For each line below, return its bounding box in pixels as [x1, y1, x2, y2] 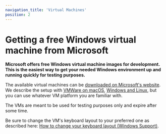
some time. [5, 108, 29, 114]
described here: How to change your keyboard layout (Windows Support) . [5, 123, 159, 129]
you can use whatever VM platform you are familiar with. [5, 93, 123, 99]
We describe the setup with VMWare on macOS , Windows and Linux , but [5, 87, 157, 94]
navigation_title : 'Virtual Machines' [5, 7, 87, 13]
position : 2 [5, 12, 30, 17]
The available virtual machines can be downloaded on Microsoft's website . [5, 82, 161, 88]
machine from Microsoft [5, 44, 108, 56]
